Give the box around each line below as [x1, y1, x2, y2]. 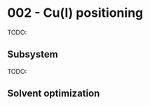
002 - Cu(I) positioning [7, 5, 144, 21]
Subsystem [7, 48, 58, 60]
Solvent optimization [7, 88, 100, 100]
